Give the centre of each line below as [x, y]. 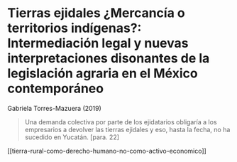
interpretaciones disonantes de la [109, 59]
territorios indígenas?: [75, 28]
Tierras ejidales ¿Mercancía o [97, 13]
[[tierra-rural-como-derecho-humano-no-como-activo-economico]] [107, 151]
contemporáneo [56, 88]
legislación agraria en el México [103, 74]
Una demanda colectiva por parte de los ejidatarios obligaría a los [121, 121]
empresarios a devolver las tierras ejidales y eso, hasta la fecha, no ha [127, 129]
